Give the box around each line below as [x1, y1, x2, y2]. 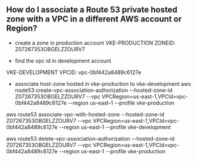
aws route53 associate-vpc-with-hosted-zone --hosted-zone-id [6, 110, 165, 118]
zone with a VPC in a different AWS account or [6, 14, 182, 24]
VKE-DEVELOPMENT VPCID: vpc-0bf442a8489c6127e [6, 69, 141, 76]
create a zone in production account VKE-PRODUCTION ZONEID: [14, 39, 176, 47]
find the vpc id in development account [14, 57, 112, 64]
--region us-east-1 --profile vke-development [59, 123, 171, 131]
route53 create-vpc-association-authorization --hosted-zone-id [14, 86, 173, 94]
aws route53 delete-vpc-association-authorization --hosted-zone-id [6, 135, 175, 142]
